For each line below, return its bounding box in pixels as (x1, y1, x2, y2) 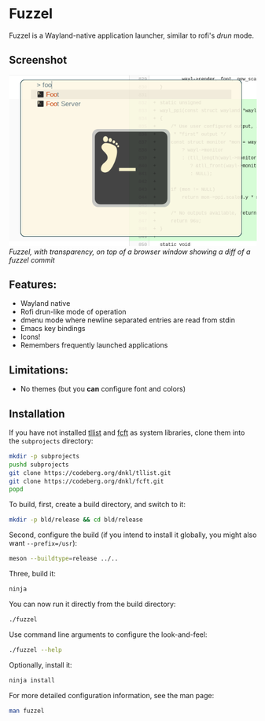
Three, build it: (9, 569, 56, 579)
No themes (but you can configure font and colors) (20, 384, 186, 394)
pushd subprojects (9, 461, 69, 469)
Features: (9, 278, 57, 291)
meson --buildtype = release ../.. (9, 555, 119, 563)
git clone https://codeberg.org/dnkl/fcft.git (9, 477, 164, 485)
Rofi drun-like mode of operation (20, 307, 127, 317)
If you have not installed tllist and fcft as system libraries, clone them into (9, 428, 245, 437)
